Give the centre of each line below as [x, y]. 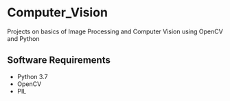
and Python [23, 38]
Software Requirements [59, 60]
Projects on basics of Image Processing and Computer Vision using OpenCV [115, 31]
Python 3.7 [32, 76]
